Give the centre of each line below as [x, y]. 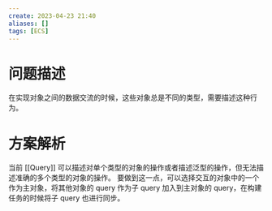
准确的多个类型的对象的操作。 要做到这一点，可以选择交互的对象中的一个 [137, 178]
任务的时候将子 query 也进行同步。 [67, 198]
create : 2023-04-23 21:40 [52, 16]
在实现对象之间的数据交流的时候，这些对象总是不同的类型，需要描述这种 [129, 97]
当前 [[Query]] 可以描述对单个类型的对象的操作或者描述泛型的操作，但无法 [133, 168]
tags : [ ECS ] [28, 31]
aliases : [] [28, 24]
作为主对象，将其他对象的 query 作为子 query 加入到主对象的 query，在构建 [135, 188]
